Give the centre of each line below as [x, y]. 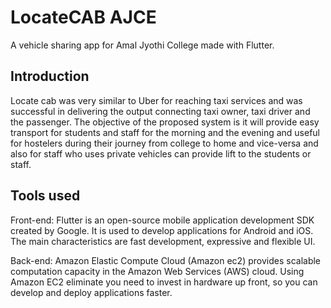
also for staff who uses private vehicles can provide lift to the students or [161, 153]
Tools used [45, 196]
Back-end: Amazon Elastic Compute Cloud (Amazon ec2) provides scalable [166, 260]
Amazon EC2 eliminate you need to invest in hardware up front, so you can [164, 282]
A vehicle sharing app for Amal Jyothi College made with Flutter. [142, 45]
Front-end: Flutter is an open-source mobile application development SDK [162, 220]
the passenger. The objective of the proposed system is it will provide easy [165, 122]
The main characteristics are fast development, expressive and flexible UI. [163, 241]
